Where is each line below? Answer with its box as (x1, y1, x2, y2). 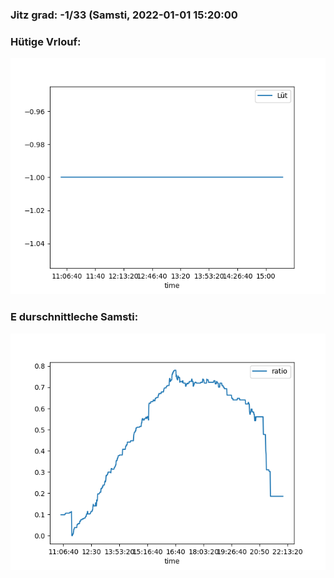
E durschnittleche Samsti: (10, 310, 139, 324)
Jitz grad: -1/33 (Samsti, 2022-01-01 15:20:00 (10, 8, 238, 22)
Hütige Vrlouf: (10, 34, 82, 48)
